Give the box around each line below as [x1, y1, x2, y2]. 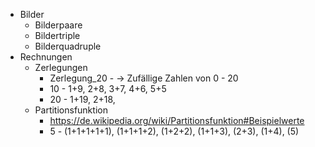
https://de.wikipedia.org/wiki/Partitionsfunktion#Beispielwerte [49, 115, 305, 126]
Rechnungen [19, 51, 73, 63]
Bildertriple [34, 30, 81, 41]
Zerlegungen [34, 62, 88, 73]
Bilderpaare [34, 19, 83, 31]
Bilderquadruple [34, 40, 102, 52]
